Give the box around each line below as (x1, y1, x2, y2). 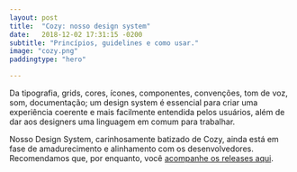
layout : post (9, 13, 58, 23)
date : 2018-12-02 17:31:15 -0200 (9, 30, 143, 39)
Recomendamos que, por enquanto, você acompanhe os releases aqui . (9, 153, 274, 163)
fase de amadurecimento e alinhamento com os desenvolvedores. (9, 143, 254, 154)
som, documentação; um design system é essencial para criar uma (9, 97, 258, 108)
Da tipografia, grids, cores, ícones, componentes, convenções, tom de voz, (9, 87, 288, 98)
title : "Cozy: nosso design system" (9, 22, 151, 31)
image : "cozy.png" (9, 47, 78, 56)
